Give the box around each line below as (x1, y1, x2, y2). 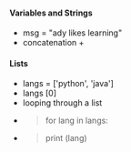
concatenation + (22, 37, 85, 48)
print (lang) (45, 133, 88, 144)
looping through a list (22, 97, 103, 108)
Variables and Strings (9, 7, 93, 18)
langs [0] (22, 87, 57, 99)
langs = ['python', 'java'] (22, 78, 114, 89)
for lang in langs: (45, 115, 109, 127)
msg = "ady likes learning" (22, 27, 123, 38)
